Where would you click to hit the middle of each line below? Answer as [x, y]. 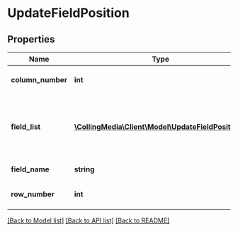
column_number [39, 80]
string [84, 169]
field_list [26, 127]
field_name [30, 169]
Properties [31, 39]
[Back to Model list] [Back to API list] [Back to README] [89, 220]
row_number [33, 194]
